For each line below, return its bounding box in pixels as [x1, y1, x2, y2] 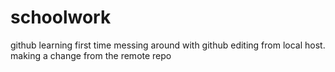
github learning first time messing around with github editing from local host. [10, 39, 326, 51]
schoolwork [10, 6, 112, 29]
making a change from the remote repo [10, 49, 172, 61]
